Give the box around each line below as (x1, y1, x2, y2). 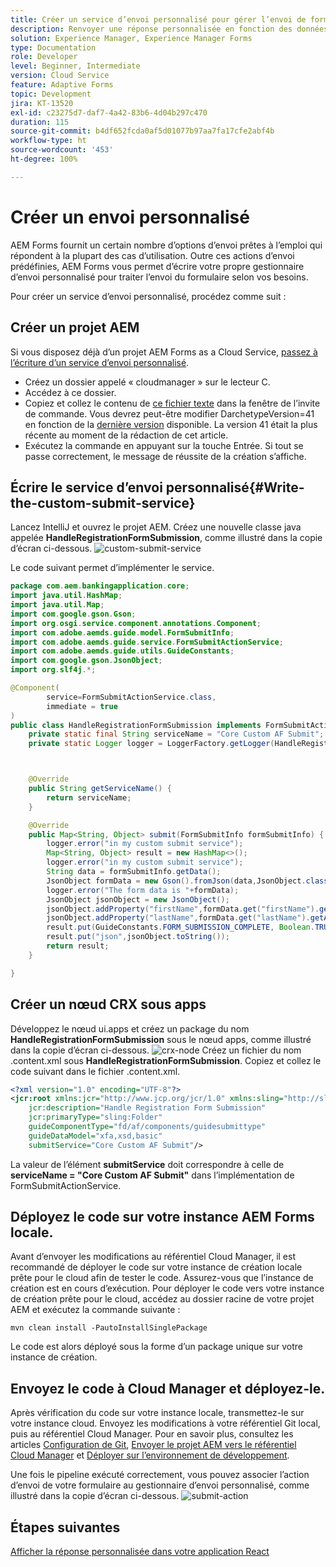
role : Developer (10, 52, 78, 62)
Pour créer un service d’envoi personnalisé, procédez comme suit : (10, 290, 287, 302)
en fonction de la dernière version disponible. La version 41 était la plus (24, 418, 318, 430)
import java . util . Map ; (10, 600, 105, 610)
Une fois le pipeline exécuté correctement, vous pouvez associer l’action (10, 1469, 310, 1481)
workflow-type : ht (10, 136, 87, 146)
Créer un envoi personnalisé (10, 206, 250, 228)
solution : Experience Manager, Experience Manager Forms (10, 33, 253, 43)
